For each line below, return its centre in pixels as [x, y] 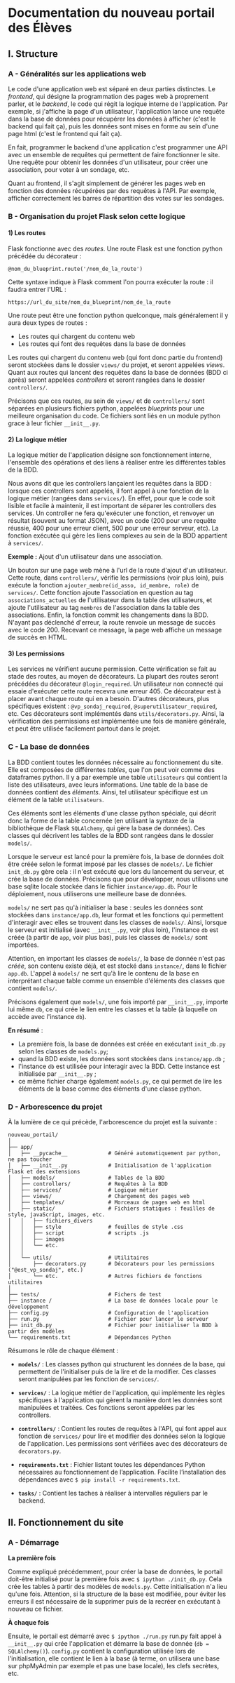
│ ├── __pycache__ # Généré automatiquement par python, [114, 1153]
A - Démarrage [34, 1543]
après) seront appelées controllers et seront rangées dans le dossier [107, 380]
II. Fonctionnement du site [66, 1523]
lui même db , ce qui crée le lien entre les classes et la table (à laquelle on [113, 1009]
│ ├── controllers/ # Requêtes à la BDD [88, 1184]
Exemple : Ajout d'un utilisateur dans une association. [85, 557]
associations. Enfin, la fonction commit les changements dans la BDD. [108, 615]
